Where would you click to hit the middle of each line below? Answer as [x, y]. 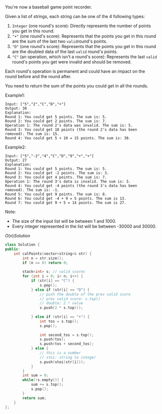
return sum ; [35, 398]
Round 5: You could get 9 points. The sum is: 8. [56, 194]
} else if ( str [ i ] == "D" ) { [60, 290]
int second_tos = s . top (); [67, 335]
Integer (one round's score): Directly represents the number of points [81, 26]
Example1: [15, 95]
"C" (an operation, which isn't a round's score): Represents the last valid [84, 57]
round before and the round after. [38, 76]
